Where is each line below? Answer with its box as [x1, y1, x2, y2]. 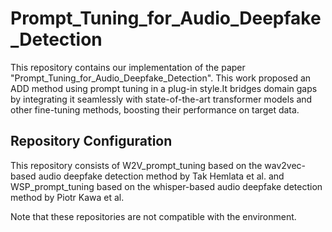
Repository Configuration [10, 133, 173, 150]
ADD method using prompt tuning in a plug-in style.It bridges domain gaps [10, 82, 318, 94]
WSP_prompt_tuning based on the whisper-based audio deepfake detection [10, 180, 323, 192]
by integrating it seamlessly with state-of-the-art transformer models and [10, 93, 313, 105]
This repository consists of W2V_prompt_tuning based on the [10, 159, 263, 171]
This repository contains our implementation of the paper [10, 61, 246, 73]
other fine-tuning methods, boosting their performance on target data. [10, 103, 300, 116]
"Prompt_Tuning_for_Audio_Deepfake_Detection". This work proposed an [10, 72, 312, 84]
